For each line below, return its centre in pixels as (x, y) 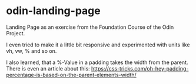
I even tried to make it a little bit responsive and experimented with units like (98, 45)
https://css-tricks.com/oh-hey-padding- (140, 68)
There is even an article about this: (48, 68)
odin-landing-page (54, 11)
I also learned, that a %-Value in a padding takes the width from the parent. (97, 62)
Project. (16, 33)
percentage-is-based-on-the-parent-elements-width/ (71, 75)
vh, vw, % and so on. (31, 51)
